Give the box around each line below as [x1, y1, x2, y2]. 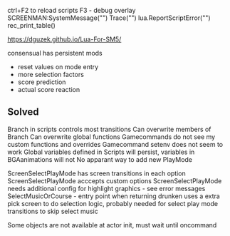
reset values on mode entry [17, 63, 99, 71]
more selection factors [17, 71, 84, 78]
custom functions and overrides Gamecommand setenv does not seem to [7, 140, 223, 148]
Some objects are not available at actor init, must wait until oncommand [7, 220, 217, 229]
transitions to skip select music [7, 207, 98, 215]
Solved [7, 106, 39, 118]
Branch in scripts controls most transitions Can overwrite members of [7, 125, 211, 133]
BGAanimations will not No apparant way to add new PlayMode [7, 155, 193, 163]
